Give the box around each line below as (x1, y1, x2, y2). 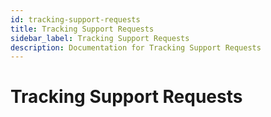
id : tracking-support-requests (10, 14, 141, 25)
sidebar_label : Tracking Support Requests (10, 33, 190, 43)
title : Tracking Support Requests (10, 24, 155, 34)
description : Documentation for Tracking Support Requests (10, 42, 262, 53)
